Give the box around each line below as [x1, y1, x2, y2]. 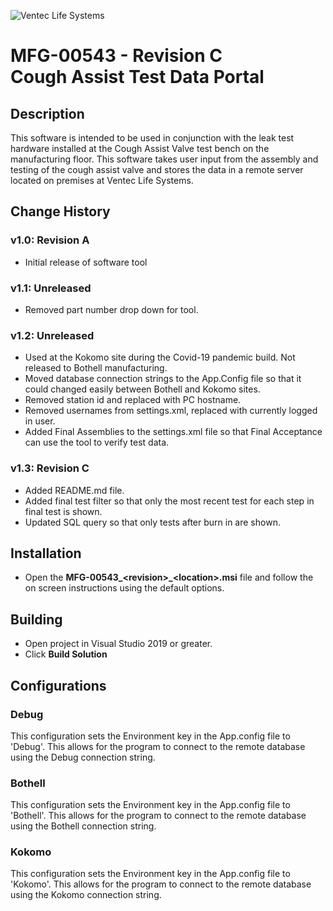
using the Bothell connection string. [10, 820, 157, 832]
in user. [24, 415, 56, 427]
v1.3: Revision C [10, 461, 90, 475]
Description [10, 105, 85, 122]
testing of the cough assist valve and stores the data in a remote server [10, 164, 304, 175]
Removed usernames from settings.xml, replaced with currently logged [24, 405, 318, 417]
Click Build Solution [24, 648, 108, 660]
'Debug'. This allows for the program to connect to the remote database [10, 740, 306, 752]
